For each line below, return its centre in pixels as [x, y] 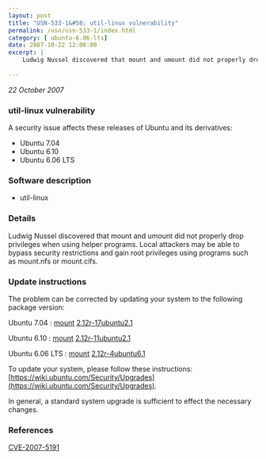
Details [22, 218]
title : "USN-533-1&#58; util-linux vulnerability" [93, 23]
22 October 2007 [36, 90]
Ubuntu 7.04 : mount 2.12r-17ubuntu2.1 [70, 322]
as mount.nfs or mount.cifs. [53, 261]
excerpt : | [26, 52]
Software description [50, 180]
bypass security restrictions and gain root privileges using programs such [129, 253]
